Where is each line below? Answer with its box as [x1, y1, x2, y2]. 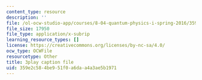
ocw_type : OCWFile [6, 48, 52, 54]
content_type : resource [6, 8, 66, 15]
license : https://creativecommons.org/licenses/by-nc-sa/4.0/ [6, 43, 165, 49]
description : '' [6, 14, 47, 20]
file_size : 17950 [6, 25, 50, 32]
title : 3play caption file [6, 59, 74, 65]
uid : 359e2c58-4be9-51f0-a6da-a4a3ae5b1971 [6, 64, 117, 71]
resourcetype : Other [6, 54, 58, 60]
